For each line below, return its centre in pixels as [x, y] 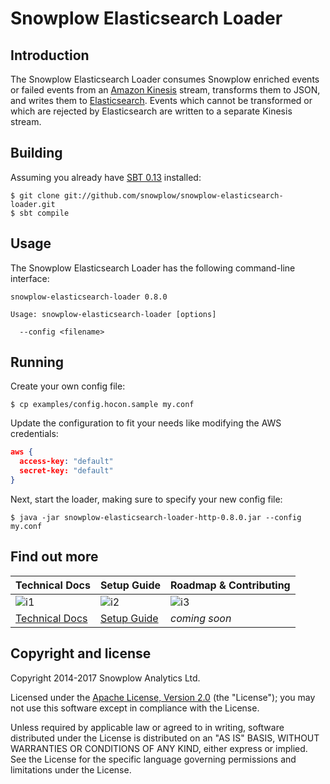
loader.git [33, 204]
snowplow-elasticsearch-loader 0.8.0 [89, 297]
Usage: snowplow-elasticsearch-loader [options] [113, 314]
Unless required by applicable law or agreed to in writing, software [147, 727]
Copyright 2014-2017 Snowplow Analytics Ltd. [105, 678]
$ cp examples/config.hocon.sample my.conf [102, 405]
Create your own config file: [68, 386]
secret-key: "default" [66, 471]
